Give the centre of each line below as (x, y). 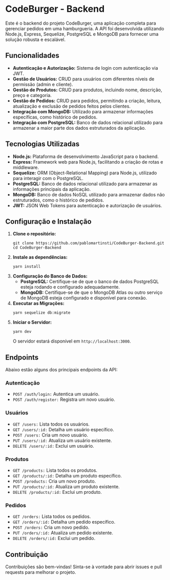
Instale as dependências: (40, 257)
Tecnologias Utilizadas (42, 144)
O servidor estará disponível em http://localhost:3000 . (72, 341)
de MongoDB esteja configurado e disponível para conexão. (84, 298)
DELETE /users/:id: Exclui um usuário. (53, 446)
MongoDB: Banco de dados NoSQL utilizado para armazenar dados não (89, 194)
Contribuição (27, 554)
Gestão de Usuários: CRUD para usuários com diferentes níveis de (83, 79)
